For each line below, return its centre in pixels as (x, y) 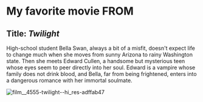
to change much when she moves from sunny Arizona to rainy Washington (100, 55)
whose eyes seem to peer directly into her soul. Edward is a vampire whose (101, 67)
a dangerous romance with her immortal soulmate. (69, 80)
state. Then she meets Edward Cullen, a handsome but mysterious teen (96, 61)
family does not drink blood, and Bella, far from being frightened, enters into (101, 74)
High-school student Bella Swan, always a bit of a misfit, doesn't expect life (101, 48)
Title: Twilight (33, 34)
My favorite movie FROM (70, 11)
